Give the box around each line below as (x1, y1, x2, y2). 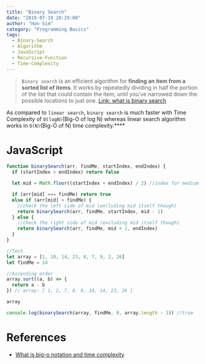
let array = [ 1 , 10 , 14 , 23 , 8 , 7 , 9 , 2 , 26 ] (6, 254, 125, 260)
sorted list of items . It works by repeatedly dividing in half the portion (21, 83, 198, 91)
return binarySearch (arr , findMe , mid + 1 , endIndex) (17, 225, 158, 232)
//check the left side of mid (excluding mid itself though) (17, 203, 177, 209)
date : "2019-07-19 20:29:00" (6, 15, 81, 21)
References (6, 331, 66, 344)
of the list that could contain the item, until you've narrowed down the (21, 90, 198, 98)
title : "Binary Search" (6, 9, 68, 15)
